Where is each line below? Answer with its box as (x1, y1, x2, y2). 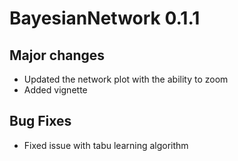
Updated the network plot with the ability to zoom (23, 73, 229, 85)
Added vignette (23, 84, 88, 96)
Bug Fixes (9, 113, 72, 130)
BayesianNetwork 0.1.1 (9, 7, 201, 30)
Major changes (9, 47, 106, 64)
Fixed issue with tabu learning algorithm (23, 139, 189, 151)
